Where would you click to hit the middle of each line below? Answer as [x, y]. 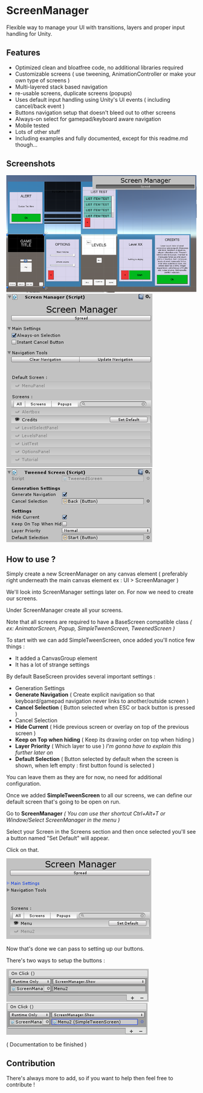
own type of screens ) [42, 80]
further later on [34, 752]
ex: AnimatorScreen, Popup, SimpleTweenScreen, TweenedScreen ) [91, 628]
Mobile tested [32, 125]
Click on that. [23, 849]
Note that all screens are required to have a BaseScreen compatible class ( [99, 622]
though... [26, 145]
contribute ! [21, 1085]
